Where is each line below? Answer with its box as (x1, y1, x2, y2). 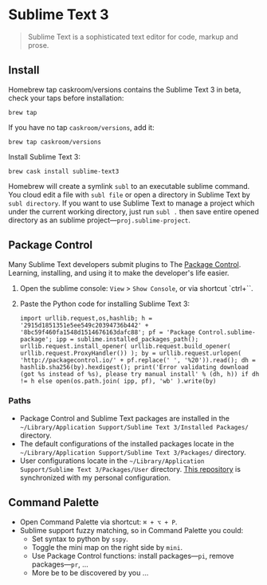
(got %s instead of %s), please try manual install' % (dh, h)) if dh (19, 370, 260, 378)
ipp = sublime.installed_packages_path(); (55, 335, 199, 344)
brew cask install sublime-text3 (8, 167, 120, 175)
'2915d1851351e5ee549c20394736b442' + (19, 321, 149, 329)
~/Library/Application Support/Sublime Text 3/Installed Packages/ (19, 423, 249, 431)
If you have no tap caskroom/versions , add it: (8, 122, 155, 132)
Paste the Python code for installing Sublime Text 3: (19, 299, 190, 308)
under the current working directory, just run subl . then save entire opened (8, 206, 259, 216)
